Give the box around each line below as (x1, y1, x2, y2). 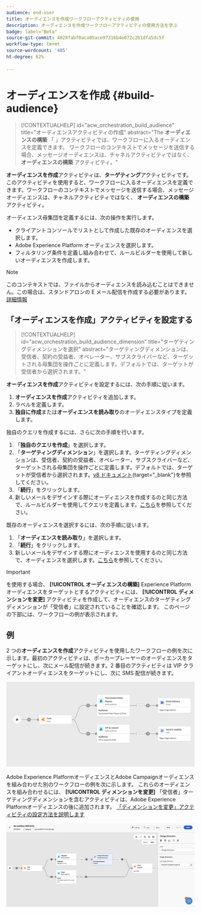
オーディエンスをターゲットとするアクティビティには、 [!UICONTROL (6, 588, 178, 595)
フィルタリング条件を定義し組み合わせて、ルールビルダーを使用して (14, 249, 182, 256)
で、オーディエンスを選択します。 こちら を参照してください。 (14, 556, 166, 564)
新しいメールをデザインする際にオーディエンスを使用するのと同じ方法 (14, 549, 188, 556)
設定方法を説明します (32, 811, 85, 818)
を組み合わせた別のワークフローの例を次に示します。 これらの (6, 781, 160, 788)
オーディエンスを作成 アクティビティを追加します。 (14, 394, 139, 401)
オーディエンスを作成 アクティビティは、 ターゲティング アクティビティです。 (6, 171, 192, 178)
